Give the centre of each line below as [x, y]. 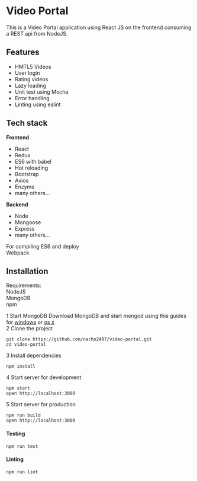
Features [23, 52]
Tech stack [27, 123]
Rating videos [31, 79]
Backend [17, 204]
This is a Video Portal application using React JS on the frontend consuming [99, 27]
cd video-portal [26, 345]
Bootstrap [27, 174]
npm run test [22, 446]
